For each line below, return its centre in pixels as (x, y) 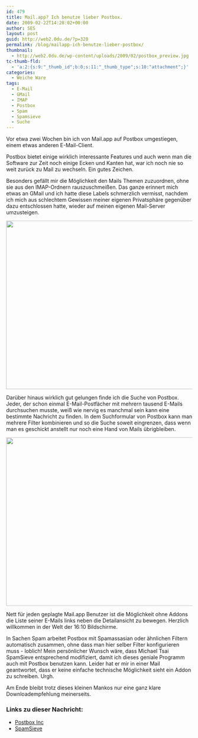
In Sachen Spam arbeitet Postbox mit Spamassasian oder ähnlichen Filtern (97, 638)
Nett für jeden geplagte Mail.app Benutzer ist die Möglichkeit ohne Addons (97, 615)
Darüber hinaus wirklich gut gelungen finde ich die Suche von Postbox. (92, 398)
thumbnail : (20, 50)
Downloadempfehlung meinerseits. (49, 694)
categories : (21, 72)
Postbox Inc (29, 723)
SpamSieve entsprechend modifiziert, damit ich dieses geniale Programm (95, 657)
